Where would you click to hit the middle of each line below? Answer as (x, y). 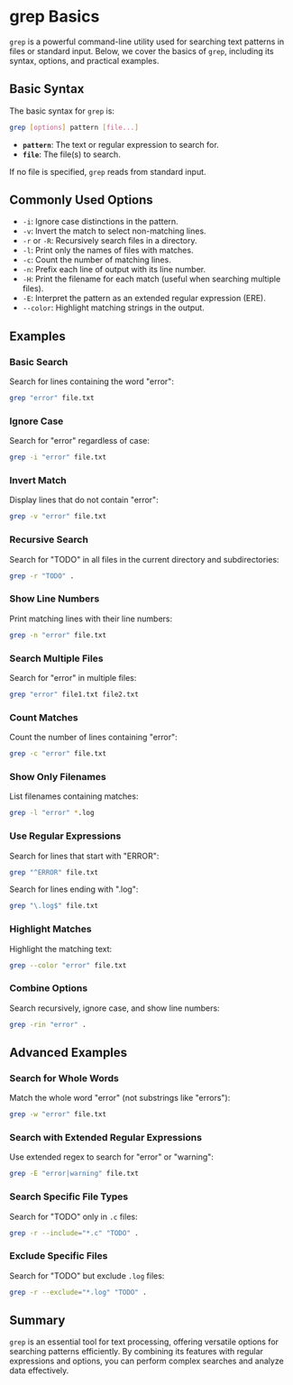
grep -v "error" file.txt (58, 517)
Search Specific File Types (69, 1197)
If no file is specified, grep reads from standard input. (108, 171)
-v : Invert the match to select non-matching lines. (114, 231)
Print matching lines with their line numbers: (91, 619)
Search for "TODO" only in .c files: (73, 1216)
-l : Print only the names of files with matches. (108, 251)
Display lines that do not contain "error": (84, 500)
